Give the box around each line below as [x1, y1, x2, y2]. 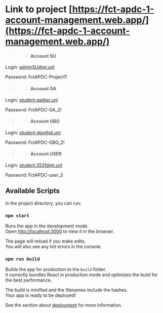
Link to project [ [5, 4, 72, 15]
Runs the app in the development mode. [5, 223, 89, 229]
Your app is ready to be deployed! [5, 292, 76, 298]
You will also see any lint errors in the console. [5, 244, 102, 250]
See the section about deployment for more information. [5, 302, 123, 308]
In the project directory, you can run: [5, 200, 81, 206]
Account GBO [30, 118, 60, 125]
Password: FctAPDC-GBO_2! [5, 139, 65, 145]
